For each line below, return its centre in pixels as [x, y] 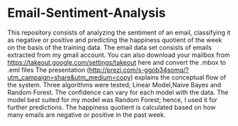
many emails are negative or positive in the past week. [87, 115]
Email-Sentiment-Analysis [87, 13]
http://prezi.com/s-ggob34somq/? [139, 70]
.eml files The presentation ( [49, 70]
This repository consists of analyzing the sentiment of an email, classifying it [119, 32]
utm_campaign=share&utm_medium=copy [69, 77]
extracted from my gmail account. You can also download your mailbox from [119, 55]
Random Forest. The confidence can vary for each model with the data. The [118, 92]
